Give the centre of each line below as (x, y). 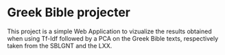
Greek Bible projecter (69, 13)
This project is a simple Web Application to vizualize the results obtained (110, 31)
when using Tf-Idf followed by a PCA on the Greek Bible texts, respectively (113, 38)
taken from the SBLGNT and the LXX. (60, 45)
